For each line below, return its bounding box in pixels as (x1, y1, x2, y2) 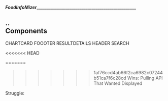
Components (5, 27, 47, 35)
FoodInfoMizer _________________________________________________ (5, 5, 136, 10)
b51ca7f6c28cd (93, 75, 126, 81)
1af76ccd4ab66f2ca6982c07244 (93, 69, 163, 75)
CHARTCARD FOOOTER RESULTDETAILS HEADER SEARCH (5, 40, 129, 46)
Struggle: (5, 90, 24, 96)
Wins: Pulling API (127, 75, 163, 81)
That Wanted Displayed (93, 80, 143, 86)
